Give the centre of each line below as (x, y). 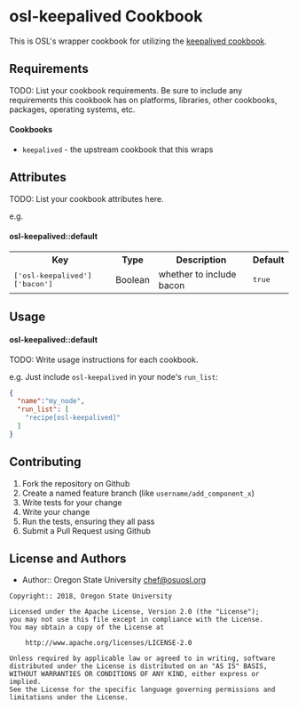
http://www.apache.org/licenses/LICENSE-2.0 (109, 643)
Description (201, 260)
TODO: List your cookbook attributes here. (86, 198)
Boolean (133, 279)
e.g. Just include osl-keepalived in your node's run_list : (114, 376)
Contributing (45, 462)
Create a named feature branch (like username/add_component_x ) (138, 493)
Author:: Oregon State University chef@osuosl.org (114, 580)
